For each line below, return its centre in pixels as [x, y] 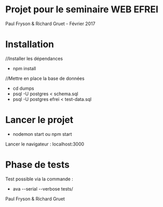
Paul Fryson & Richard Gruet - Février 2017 [50, 24]
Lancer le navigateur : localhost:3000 [45, 144]
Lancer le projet [39, 120]
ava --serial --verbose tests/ [43, 189]
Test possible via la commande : [39, 179]
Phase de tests [37, 164]
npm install [24, 68]
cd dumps [23, 88]
